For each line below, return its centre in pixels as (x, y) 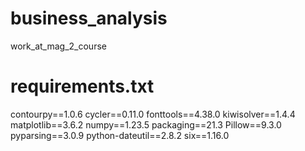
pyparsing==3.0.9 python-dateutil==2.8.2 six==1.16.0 (120, 135)
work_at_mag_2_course (58, 46)
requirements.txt (82, 86)
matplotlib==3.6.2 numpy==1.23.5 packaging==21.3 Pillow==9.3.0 (146, 124)
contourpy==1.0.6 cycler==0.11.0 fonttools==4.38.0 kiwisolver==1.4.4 (153, 114)
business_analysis (89, 18)
